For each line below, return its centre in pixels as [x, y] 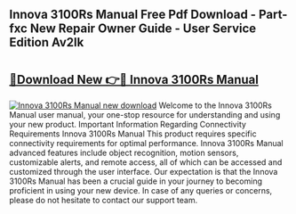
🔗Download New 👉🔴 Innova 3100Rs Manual [134, 79]
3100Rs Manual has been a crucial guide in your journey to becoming [136, 181]
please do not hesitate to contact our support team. [104, 200]
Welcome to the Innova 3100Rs [216, 105]
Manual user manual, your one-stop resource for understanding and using [145, 115]
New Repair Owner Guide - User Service [143, 29]
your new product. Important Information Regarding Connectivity [128, 124]
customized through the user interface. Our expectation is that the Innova [144, 172]
